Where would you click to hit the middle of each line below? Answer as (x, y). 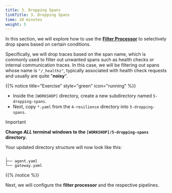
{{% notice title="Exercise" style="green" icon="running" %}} (71, 86)
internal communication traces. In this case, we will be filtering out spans (82, 65)
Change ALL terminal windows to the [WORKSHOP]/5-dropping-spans (77, 132)
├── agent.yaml (22, 161)
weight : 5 (16, 24)
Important (16, 122)
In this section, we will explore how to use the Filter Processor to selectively (86, 39)
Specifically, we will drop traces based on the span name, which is (76, 54)
